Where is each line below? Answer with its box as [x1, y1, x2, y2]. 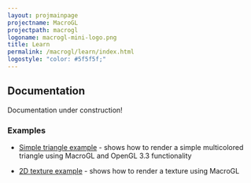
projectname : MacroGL [7, 19, 79, 27]
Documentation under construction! [7, 105, 123, 115]
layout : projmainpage [7, 11, 79, 20]
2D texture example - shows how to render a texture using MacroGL [18, 166, 240, 175]
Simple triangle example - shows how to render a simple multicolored [18, 142, 244, 152]
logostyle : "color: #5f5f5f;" [7, 56, 107, 64]
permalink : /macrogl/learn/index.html [7, 48, 135, 56]
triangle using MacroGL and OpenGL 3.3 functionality [18, 151, 192, 160]
